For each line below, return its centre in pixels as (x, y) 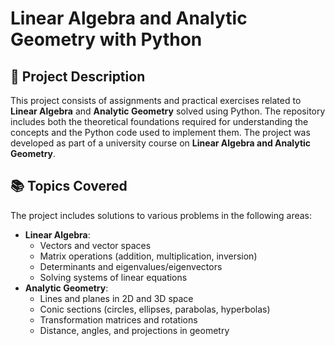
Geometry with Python (106, 39)
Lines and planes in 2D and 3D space (116, 298)
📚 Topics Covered (69, 186)
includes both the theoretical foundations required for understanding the (159, 121)
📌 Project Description (78, 76)
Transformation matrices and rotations (118, 319)
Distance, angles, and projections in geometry (134, 330)
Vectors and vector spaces (95, 245)
